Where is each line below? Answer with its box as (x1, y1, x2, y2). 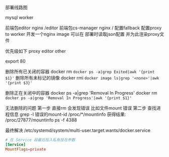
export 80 (5, 58, 26, 64)
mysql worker (5, 15, 34, 20)
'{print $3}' (5, 81, 33, 86)
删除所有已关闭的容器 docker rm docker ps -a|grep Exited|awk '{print (5, 68, 155, 74)
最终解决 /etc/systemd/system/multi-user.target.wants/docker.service (5, 127, 150, 133)
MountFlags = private (5, 146, 46, 152)
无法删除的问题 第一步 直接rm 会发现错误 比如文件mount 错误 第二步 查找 (5, 105, 157, 111)
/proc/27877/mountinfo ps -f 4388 (5, 117, 77, 123)
